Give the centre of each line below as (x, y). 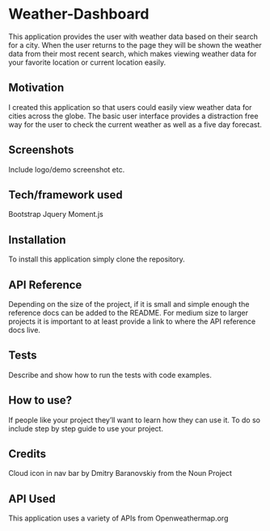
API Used (32, 499)
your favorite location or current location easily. (87, 62)
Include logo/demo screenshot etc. (67, 169)
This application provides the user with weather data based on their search (133, 36)
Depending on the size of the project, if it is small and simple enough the (129, 304)
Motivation (36, 88)
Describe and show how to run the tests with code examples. (110, 375)
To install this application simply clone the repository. (97, 259)
